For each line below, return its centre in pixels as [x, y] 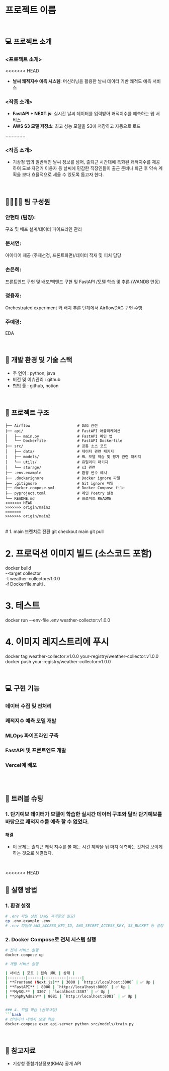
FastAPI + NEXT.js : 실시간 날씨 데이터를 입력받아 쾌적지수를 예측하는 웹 [83, 113]
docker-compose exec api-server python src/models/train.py [70, 1024]
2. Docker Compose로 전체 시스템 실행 [51, 939]
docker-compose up [24, 955]
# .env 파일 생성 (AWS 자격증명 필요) [40, 916]
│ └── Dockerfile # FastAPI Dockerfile [64, 440]
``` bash [13, 1014]
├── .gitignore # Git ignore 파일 [60, 483]
